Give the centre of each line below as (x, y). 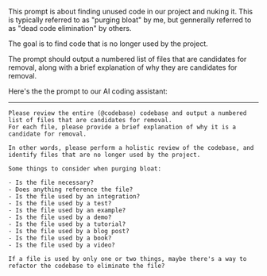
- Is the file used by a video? (62, 245)
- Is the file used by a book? (60, 238)
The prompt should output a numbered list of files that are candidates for (128, 59)
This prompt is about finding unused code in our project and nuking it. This (130, 11)
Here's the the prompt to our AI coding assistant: (88, 91)
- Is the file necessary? (51, 182)
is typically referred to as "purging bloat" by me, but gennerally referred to (130, 20)
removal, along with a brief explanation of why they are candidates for (123, 67)
